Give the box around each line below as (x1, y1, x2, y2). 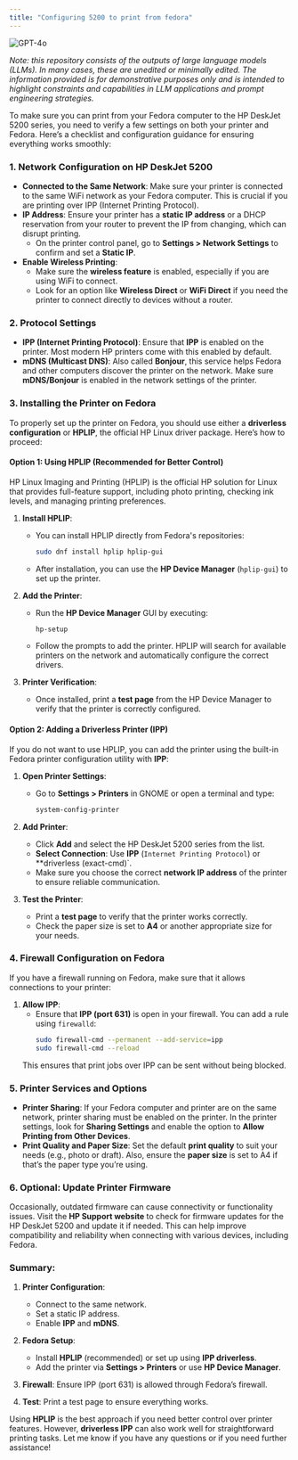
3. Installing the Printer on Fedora (9, 398, 157, 410)
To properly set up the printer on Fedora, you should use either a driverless (9, 417, 286, 428)
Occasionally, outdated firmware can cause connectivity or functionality (9, 1202, 273, 1212)
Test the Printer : (21, 893, 84, 905)
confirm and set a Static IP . (35, 247, 136, 258)
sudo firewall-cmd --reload (35, 1044, 140, 1053)
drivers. (35, 660, 64, 670)
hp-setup (35, 625, 68, 634)
